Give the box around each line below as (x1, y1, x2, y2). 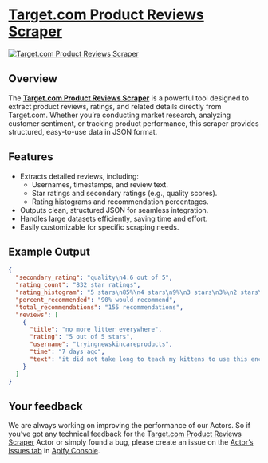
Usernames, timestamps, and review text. (31, 179, 169, 189)
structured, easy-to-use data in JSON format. (8, 127, 158, 136)
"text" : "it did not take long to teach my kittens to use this (29, 355, 248, 363)
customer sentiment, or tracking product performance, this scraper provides (8, 118, 259, 128)
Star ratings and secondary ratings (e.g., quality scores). (31, 188, 218, 198)
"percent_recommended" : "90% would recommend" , (15, 296, 177, 304)
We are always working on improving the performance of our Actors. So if (8, 421, 251, 430)
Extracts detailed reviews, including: (19, 171, 140, 181)
